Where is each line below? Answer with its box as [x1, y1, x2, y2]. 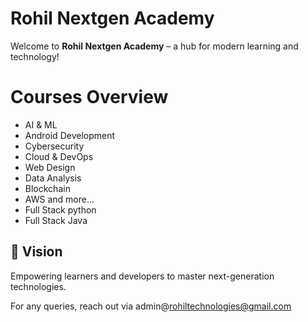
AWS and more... [24, 193, 95, 205]
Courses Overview [10, 86, 169, 109]
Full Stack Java [24, 214, 88, 226]
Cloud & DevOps [24, 150, 94, 162]
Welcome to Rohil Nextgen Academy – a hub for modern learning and [10, 40, 299, 52]
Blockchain [24, 182, 71, 194]
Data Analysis [24, 172, 82, 184]
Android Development [24, 129, 116, 141]
